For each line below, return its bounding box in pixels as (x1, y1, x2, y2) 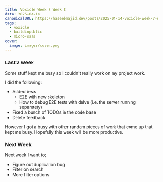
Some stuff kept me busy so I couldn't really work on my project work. (5, 70, 146, 76)
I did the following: (5, 79, 42, 85)
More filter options (12, 172, 49, 178)
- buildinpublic (9, 30, 42, 34)
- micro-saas (9, 34, 36, 39)
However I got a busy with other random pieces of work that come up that (5, 124, 153, 130)
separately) (19, 104, 42, 110)
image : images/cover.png (9, 43, 60, 48)
